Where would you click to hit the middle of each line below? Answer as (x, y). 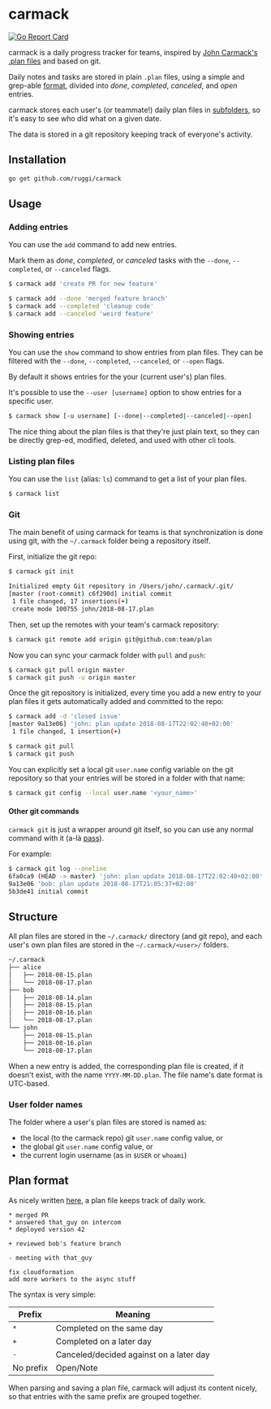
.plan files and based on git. (55, 61)
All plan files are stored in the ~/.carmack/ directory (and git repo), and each (135, 937)
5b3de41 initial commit (49, 891)
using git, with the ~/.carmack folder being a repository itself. (110, 541)
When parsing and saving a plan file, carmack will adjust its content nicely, (133, 1388)
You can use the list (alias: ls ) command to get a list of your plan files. (128, 479)
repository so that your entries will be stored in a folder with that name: (127, 778)
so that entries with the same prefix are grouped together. (105, 1396)
